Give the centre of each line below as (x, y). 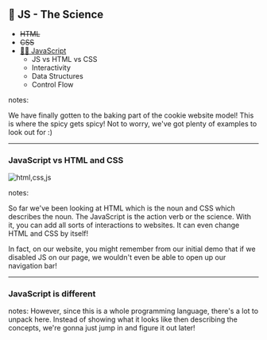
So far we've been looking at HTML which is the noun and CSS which (122, 208)
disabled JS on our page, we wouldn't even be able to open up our (117, 257)
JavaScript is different (52, 294)
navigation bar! (33, 266)
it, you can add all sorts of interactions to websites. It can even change (124, 225)
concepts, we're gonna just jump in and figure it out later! (102, 328)
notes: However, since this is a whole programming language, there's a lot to (133, 311)
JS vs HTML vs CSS (64, 59)
